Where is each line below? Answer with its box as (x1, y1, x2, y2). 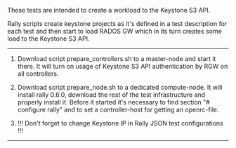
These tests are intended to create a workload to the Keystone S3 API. (7, 6, 211, 14)
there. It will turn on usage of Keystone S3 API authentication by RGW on (17, 62, 228, 70)
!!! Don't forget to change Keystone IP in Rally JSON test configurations (17, 119, 223, 127)
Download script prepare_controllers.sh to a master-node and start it (17, 55, 216, 62)
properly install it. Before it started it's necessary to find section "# (17, 98, 211, 106)
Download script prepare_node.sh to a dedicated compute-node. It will (17, 83, 223, 91)
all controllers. (17, 69, 59, 78)
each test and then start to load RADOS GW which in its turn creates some (7, 27, 223, 35)
